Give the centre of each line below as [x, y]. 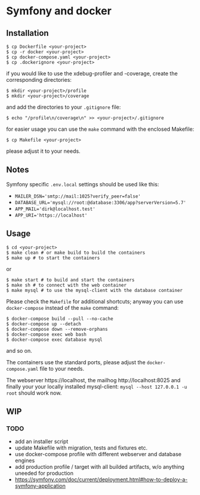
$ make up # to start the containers [53, 258]
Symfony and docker [59, 11]
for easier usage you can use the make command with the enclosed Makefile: [100, 129]
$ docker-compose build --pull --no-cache [60, 319]
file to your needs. [62, 368]
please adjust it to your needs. [43, 151]
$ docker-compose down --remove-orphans [57, 329]
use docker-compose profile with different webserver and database [98, 454]
